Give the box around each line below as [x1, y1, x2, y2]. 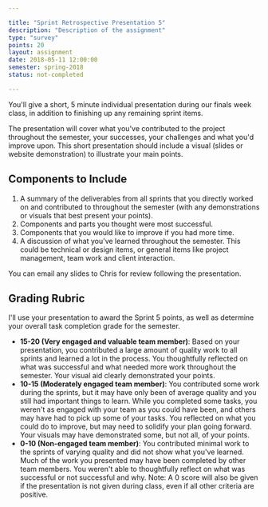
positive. [19, 489, 49, 500]
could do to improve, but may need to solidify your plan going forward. [19, 421, 252, 432]
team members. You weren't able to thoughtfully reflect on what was [19, 465, 246, 474]
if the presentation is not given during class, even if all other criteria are [19, 481, 254, 491]
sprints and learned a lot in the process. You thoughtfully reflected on [19, 353, 249, 364]
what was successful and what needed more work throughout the [19, 362, 237, 372]
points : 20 [8, 41, 45, 49]
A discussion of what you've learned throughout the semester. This [19, 236, 241, 246]
